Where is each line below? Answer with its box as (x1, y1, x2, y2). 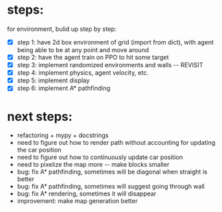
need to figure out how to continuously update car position (16, 153, 183, 161)
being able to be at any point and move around (16, 46, 149, 54)
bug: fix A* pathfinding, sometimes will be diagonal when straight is (16, 167, 208, 176)
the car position (16, 146, 62, 154)
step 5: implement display (16, 76, 90, 84)
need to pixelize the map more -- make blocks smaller (16, 161, 170, 169)
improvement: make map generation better (16, 197, 138, 205)
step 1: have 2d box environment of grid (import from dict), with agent (16, 38, 214, 46)
